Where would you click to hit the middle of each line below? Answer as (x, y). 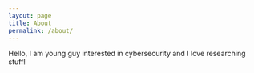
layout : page (30, 16)
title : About (30, 23)
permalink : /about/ (41, 30)
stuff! (17, 62)
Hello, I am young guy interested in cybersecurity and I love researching (127, 54)
